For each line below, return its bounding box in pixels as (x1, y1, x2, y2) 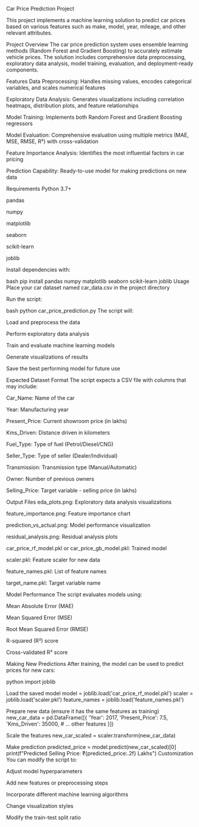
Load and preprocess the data (6, 319, 80, 326)
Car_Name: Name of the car (6, 394, 75, 402)
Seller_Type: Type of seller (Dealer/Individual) (6, 452, 118, 459)
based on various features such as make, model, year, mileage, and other (6, 23, 186, 30)
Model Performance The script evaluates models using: (6, 591, 142, 598)
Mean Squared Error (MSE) (6, 614, 73, 621)
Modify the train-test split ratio (6, 814, 82, 821)
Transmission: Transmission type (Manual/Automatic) (6, 464, 137, 471)
